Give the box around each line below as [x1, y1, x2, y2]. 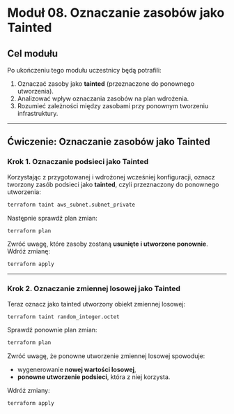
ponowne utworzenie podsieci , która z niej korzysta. [17, 373, 171, 381]
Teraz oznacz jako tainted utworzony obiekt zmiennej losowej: [7, 300, 186, 308]
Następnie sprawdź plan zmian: [7, 214, 97, 222]
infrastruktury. [17, 110, 58, 117]
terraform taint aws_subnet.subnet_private [7, 201, 136, 208]
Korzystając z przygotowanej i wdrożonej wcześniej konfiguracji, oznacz [7, 172, 215, 181]
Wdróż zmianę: [7, 247, 51, 256]
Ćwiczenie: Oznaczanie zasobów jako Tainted [7, 136, 210, 148]
